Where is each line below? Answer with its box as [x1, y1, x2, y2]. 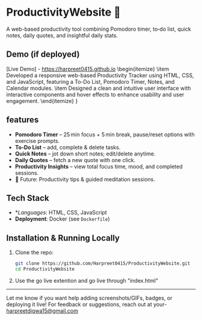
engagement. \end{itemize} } [6, 97, 78, 104]
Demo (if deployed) [6, 49, 80, 60]
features [6, 115, 39, 125]
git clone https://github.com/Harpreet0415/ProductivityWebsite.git [14, 260, 191, 267]
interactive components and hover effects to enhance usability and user [6, 90, 185, 98]
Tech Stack [6, 193, 49, 203]
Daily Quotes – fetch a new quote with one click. [14, 156, 136, 163]
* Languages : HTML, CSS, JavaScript [14, 209, 107, 216]
